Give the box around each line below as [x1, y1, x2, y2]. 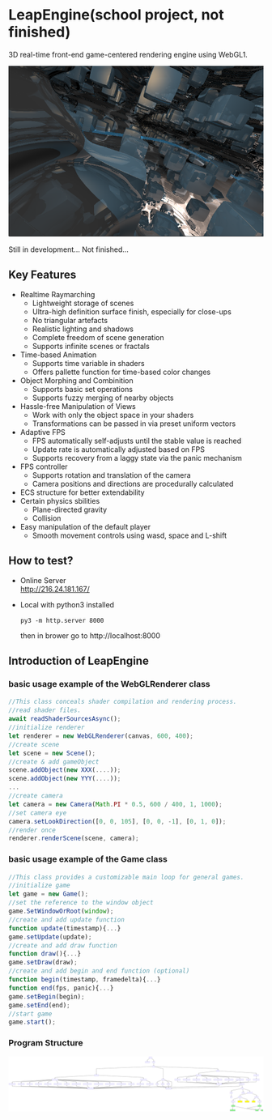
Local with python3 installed [19, 599, 115, 609]
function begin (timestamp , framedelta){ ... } [8, 976, 161, 984]
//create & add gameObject [8, 757, 100, 766]
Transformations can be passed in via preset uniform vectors [32, 419, 236, 428]
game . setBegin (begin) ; [8, 992, 85, 1001]
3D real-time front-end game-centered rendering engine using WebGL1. [8, 49, 249, 59]
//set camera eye [8, 808, 67, 817]
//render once [8, 826, 57, 834]
